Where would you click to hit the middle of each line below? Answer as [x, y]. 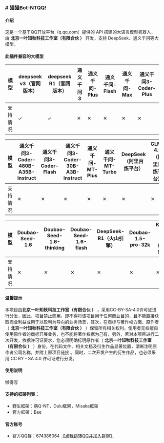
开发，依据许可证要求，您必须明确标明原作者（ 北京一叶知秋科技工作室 [80, 340]
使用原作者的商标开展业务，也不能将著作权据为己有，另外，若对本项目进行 [80, 334]
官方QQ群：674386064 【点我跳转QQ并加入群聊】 [63, 436]
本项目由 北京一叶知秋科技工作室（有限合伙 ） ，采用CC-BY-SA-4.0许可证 [79, 309]
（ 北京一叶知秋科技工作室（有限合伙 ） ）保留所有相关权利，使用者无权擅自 [82, 328]
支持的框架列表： [22, 394]
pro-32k [140, 245]
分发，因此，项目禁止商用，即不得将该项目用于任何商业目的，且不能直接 [82, 316]
